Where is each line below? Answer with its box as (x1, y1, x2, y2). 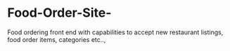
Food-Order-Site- (7, 5, 112, 21)
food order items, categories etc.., (7, 35, 106, 43)
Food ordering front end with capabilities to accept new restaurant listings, (7, 28, 224, 36)
